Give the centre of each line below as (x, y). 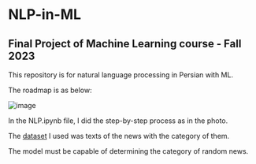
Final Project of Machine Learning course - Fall (125, 44)
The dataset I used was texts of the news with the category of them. (119, 136)
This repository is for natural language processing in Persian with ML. (121, 75)
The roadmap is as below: (50, 90)
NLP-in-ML (45, 15)
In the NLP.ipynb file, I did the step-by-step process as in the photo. (118, 121)
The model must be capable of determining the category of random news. (128, 151)
